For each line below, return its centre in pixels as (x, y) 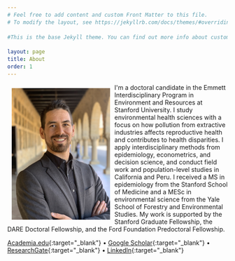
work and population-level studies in (167, 169)
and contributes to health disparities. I (169, 140)
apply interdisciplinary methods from (167, 147)
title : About (26, 60)
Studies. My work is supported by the (168, 214)
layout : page (26, 52)
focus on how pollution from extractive (170, 125)
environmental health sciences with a (168, 117)
